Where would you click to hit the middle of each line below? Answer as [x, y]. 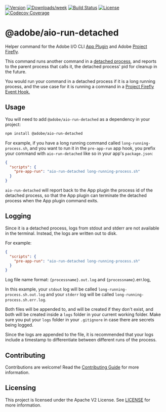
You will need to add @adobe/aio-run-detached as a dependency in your [78, 119]
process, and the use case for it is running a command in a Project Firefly [80, 86]
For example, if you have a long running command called [63, 143]
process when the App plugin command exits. [52, 201]
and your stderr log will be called [80, 295]
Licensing [21, 388]
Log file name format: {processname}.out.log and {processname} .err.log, [78, 280]
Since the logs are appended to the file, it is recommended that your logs [79, 335]
